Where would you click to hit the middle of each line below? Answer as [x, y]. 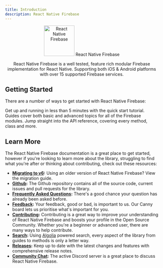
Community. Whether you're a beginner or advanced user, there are [80, 225]
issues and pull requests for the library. [51, 189]
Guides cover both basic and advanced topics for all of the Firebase [73, 116]
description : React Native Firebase [42, 14]
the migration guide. [32, 178]
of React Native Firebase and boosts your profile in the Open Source [81, 220]
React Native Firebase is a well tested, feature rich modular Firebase [82, 63]
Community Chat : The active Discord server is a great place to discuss [84, 256]
